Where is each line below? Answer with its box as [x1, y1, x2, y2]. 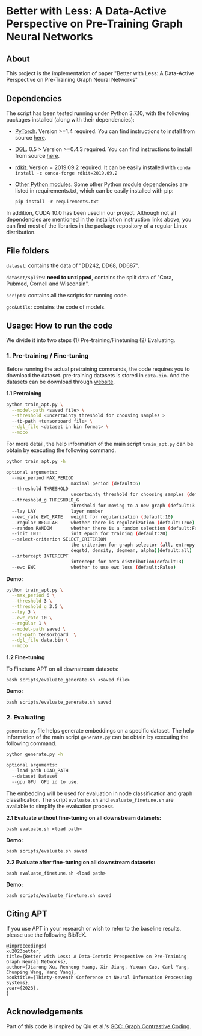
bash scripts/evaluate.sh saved [6, 848, 87, 854]
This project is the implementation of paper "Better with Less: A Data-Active [6, 70, 194, 76]
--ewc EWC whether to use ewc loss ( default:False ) [11, 564, 176, 570]
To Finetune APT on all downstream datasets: [6, 665, 119, 672]
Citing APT [6, 909, 48, 919]
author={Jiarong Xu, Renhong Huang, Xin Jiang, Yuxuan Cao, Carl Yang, [6, 964, 189, 970]
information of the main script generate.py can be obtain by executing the [6, 733, 189, 740]
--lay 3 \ [11, 609, 36, 615]
